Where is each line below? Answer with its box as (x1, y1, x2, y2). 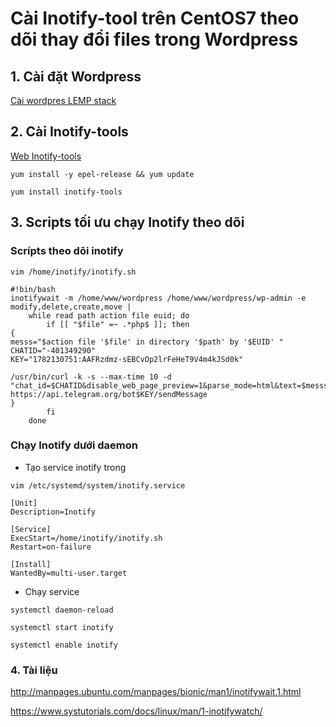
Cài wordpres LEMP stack (10, 95, 117, 106)
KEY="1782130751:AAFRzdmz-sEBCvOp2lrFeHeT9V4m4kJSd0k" (10, 354, 244, 364)
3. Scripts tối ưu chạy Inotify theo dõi (10, 214, 245, 231)
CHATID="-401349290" (10, 345, 97, 356)
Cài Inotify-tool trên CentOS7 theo (10, 7, 300, 30)
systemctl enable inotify (10, 640, 118, 650)
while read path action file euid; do (28, 310, 190, 321)
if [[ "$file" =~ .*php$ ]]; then (46, 319, 190, 329)
